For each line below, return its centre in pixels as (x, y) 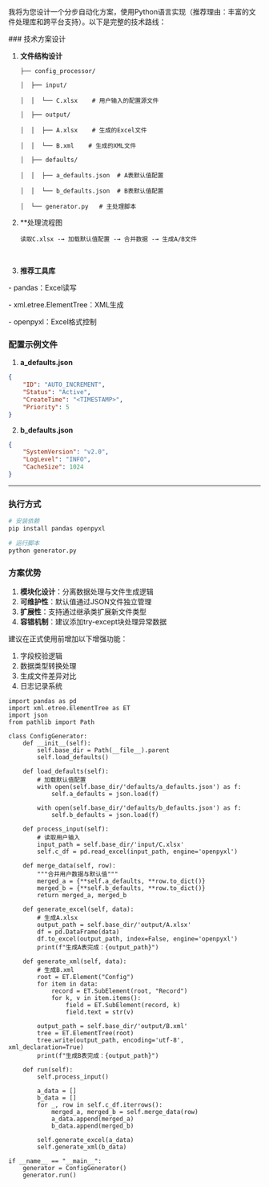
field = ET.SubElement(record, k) (123, 1006)
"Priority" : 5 (46, 407)
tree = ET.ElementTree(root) (86, 1034)
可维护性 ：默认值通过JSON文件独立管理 (86, 602)
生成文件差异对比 (48, 676)
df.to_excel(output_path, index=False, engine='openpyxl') (138, 939)
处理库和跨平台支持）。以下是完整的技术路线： (90, 22)
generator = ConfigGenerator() (75, 1169)
